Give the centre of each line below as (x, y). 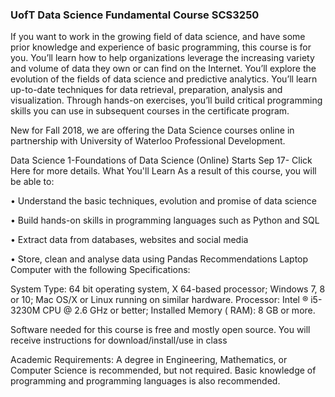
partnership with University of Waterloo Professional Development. (148, 141)
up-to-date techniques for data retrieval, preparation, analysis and (146, 90)
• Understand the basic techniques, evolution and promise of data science (164, 201)
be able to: (32, 182)
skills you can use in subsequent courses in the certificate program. (150, 111)
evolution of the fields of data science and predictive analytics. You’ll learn (164, 79)
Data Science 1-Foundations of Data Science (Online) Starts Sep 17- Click (161, 160)
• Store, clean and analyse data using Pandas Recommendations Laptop (159, 259)
